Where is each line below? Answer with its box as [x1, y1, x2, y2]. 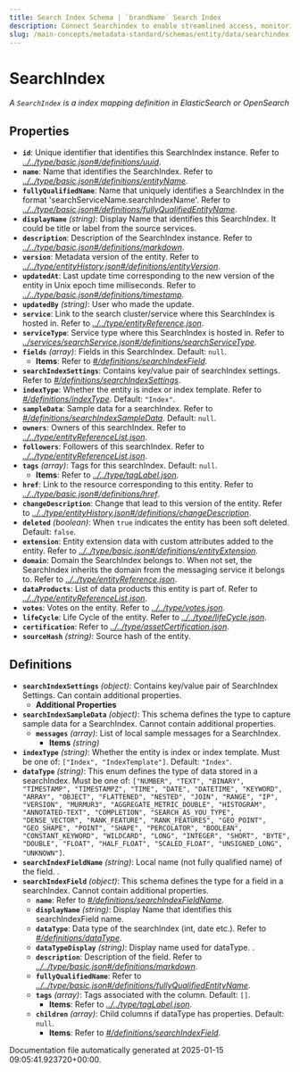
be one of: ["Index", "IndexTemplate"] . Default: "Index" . [21, 756, 232, 767]
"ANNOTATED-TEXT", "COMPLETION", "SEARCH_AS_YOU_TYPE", [21, 808, 235, 817]
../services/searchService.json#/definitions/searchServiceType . [21, 337, 257, 348]
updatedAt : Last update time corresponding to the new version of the [21, 270, 275, 281]
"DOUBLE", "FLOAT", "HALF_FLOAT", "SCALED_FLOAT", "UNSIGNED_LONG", [21, 839, 283, 848]
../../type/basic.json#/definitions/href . [21, 488, 161, 500]
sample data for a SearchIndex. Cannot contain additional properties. [21, 718, 277, 728]
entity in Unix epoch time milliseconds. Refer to [21, 280, 196, 291]
